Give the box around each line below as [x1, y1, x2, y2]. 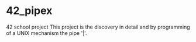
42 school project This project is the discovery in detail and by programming [6, 23, 190, 30]
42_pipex [6, 4, 53, 17]
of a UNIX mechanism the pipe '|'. [6, 29, 87, 36]
